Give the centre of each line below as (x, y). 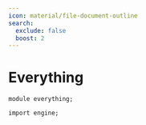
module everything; (41, 99)
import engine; (34, 113)
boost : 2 (30, 38)
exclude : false (41, 30)
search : (21, 23)
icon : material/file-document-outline (73, 16)
